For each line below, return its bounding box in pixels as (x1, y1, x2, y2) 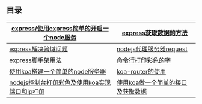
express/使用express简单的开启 (11, 24, 103, 32)
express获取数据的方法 (121, 29, 188, 37)
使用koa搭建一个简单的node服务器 (9, 67, 106, 75)
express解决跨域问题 (9, 45, 68, 53)
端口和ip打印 (9, 87, 45, 96)
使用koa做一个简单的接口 (116, 78, 188, 87)
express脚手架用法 (9, 56, 62, 64)
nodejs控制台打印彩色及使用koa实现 (9, 78, 111, 87)
